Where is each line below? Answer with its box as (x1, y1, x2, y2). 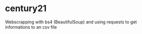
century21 (5, 3, 47, 14)
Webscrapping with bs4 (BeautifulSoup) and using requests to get (5, 19, 137, 25)
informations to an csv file (5, 24, 57, 30)
